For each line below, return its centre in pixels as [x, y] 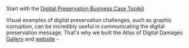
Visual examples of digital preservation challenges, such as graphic [89, 20]
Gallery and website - [32, 39]
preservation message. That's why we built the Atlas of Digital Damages [94, 33]
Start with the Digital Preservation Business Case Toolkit [75, 9]
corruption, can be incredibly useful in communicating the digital [86, 26]
